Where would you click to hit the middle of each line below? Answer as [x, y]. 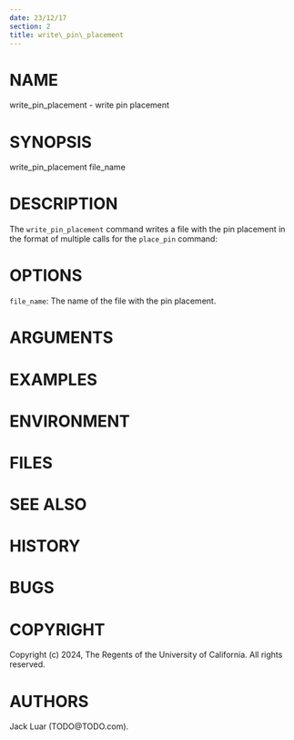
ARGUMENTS [61, 338]
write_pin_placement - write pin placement [90, 105]
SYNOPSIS [51, 142]
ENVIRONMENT [70, 421]
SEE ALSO [48, 504]
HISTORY [45, 546]
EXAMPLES [53, 380]
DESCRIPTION [64, 204]
